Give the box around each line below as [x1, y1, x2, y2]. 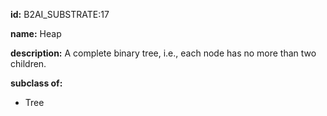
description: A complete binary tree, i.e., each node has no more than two [10, 47, 317, 59]
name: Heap [10, 28, 62, 39]
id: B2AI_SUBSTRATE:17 [10, 9, 110, 20]
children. [10, 58, 47, 69]
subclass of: [10, 77, 63, 89]
